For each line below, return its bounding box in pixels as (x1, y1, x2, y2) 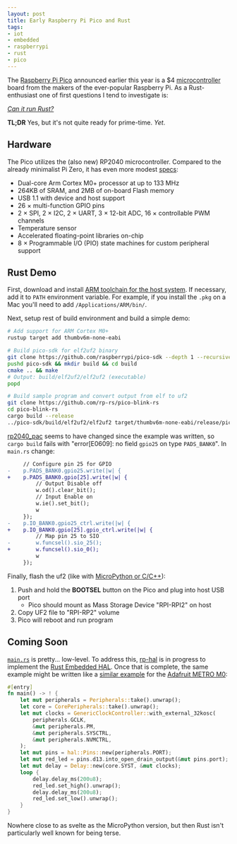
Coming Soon (7, 636, 68, 648)
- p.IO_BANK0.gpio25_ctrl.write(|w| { (7, 520, 131, 527)
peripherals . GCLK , (32, 716, 87, 723)
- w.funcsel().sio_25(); (7, 539, 102, 546)
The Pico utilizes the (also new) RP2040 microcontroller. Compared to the (7, 157, 222, 166)
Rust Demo (7, 266, 57, 279)
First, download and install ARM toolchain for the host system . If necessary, (7, 286, 227, 294)
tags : (7, 23, 23, 30)
